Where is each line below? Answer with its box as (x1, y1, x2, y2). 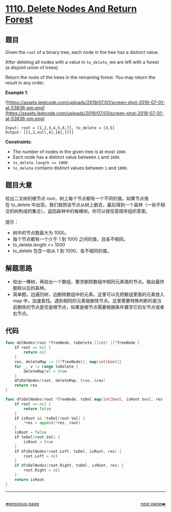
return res (14, 383, 38, 388)
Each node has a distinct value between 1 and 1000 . (12, 154, 121, 160)
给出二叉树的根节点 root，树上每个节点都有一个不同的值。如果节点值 (5, 195, 149, 201)
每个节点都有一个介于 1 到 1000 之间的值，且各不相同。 (12, 236, 128, 242)
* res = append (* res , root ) (23, 420, 81, 426)
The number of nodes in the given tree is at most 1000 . (12, 148, 127, 155)
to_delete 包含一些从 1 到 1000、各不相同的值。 (12, 248, 112, 254)
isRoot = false (14, 430, 47, 435)
